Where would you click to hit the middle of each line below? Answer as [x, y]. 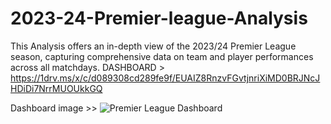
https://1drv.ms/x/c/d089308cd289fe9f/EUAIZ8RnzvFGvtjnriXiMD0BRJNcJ [165, 78]
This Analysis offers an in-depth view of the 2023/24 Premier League [153, 46]
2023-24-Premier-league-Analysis [159, 18]
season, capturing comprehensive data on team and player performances [162, 56]
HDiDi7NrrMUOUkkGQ [56, 88]
